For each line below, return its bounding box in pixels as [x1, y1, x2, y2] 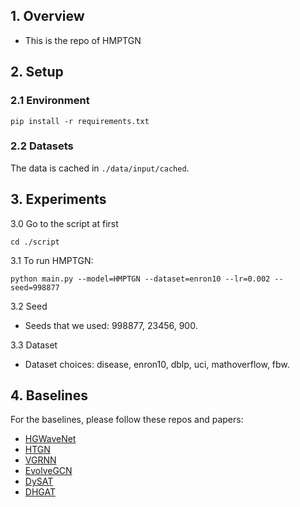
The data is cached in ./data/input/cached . [10, 162, 190, 174]
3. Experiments [10, 191, 107, 208]
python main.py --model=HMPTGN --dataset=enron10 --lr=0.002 [10, 274, 271, 284]
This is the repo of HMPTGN [24, 34, 142, 46]
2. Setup [10, 64, 64, 81]
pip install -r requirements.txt [10, 116, 150, 126]
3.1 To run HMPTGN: [10, 254, 94, 266]
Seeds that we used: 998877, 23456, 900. [24, 319, 198, 331]
